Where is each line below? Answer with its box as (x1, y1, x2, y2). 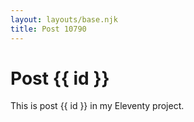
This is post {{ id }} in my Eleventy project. (10, 100, 185, 112)
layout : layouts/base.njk (10, 14, 118, 25)
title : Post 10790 (10, 24, 87, 34)
